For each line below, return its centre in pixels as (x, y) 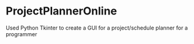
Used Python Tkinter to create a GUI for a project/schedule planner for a (97, 28)
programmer (21, 34)
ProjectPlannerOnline (62, 11)
